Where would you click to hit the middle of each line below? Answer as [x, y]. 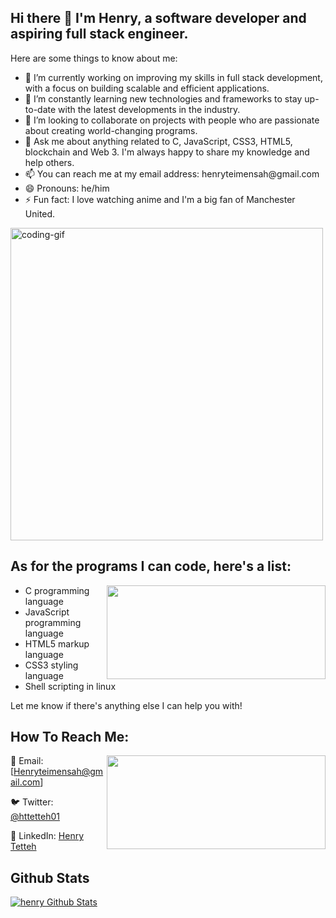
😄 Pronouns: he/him [67, 188]
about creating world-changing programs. [111, 130]
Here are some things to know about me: [94, 58]
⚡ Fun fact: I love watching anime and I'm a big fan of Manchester [160, 199]
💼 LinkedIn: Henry [47, 836]
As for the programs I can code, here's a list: [151, 566]
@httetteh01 [35, 817]
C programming [57, 590]
